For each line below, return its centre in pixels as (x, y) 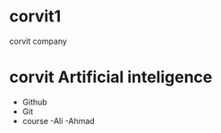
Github (34, 102)
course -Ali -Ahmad (59, 121)
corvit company (38, 41)
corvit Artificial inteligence (111, 77)
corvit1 (35, 17)
